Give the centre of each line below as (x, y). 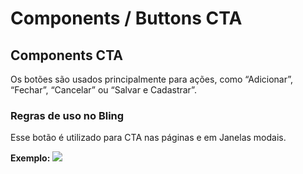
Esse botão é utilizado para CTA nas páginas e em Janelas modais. (148, 138)
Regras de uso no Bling (67, 115)
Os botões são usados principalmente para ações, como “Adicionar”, (152, 79)
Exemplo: (30, 158)
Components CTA (66, 55)
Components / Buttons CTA (126, 18)
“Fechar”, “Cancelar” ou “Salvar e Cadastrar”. (103, 90)
